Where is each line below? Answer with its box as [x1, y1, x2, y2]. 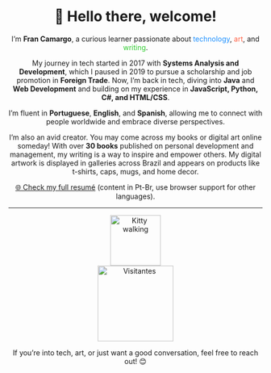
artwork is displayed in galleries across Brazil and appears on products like [10, 157, 261, 168]
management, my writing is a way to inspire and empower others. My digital [9, 149, 262, 159]
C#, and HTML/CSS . [101, 92, 170, 102]
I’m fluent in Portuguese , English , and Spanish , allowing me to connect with [8, 108, 263, 118]
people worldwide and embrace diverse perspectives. [45, 116, 226, 126]
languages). [115, 191, 156, 201]
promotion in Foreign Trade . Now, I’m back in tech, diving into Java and [16, 75, 255, 85]
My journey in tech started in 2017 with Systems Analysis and [31, 58, 240, 68]
